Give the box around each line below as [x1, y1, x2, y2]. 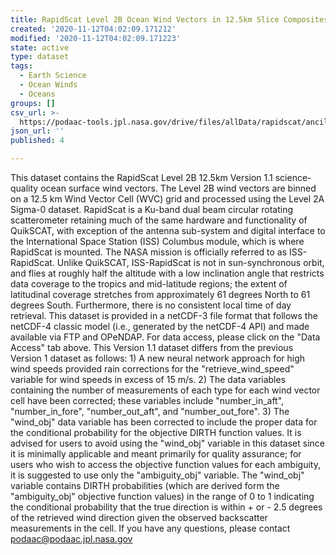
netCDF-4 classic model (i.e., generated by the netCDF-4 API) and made [10, 321, 310, 332]
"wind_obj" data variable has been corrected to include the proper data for [10, 416, 318, 428]
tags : [10, 61, 33, 71]
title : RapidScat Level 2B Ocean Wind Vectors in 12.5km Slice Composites [10, 14, 329, 25]
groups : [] [10, 98, 56, 108]
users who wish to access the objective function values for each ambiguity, [10, 459, 321, 470]
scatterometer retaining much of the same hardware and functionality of [10, 214, 308, 226]
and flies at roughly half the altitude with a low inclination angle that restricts [10, 267, 325, 279]
